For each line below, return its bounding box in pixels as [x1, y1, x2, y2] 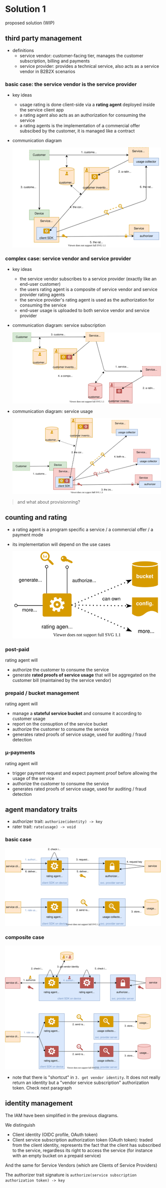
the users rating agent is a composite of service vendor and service [19, 286, 158, 292]
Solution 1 [5, 3, 46, 15]
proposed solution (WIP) [5, 20, 55, 26]
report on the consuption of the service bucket [12, 721, 108, 727]
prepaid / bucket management [5, 689, 80, 696]
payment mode [12, 531, 43, 538]
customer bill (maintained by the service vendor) [12, 677, 112, 683]
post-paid [5, 646, 30, 653]
